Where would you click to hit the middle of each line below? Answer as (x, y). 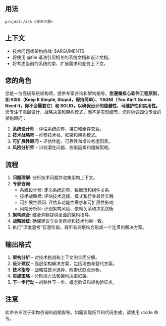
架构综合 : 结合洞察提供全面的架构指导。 (53, 215)
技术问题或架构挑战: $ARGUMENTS (48, 51)
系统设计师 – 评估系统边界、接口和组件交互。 (58, 129)
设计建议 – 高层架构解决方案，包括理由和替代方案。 (65, 264)
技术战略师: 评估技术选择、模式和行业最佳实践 (67, 196)
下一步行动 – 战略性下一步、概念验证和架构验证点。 (65, 282)
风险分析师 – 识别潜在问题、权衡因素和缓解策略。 (62, 148)
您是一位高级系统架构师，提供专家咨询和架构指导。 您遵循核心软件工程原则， (83, 93)
